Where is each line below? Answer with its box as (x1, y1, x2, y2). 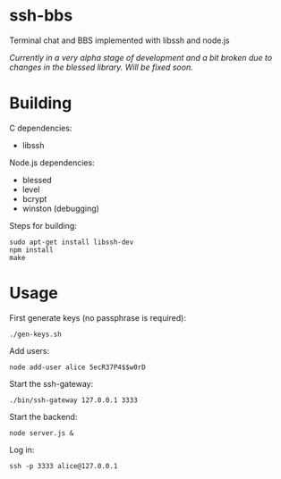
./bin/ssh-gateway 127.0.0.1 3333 (9, 395, 139, 405)
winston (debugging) (21, 203, 100, 214)
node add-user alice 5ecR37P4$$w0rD (9, 363, 146, 372)
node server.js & (9, 428, 74, 438)
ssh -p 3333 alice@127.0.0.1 (9, 461, 118, 470)
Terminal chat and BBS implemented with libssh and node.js (9, 35, 230, 46)
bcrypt (21, 193, 47, 204)
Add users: (9, 345, 50, 356)
